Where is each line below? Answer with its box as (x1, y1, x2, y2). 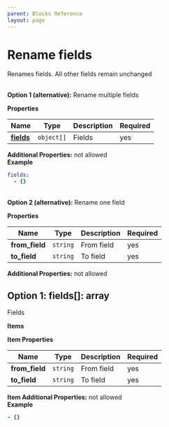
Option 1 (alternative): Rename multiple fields (7, 91, 139, 99)
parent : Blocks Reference (7, 10, 82, 17)
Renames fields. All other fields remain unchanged (7, 70, 152, 78)
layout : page (7, 17, 45, 24)
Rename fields (7, 47, 92, 63)
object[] (37, 133, 67, 142)
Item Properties (7, 335, 54, 343)
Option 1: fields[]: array (7, 289, 110, 301)
